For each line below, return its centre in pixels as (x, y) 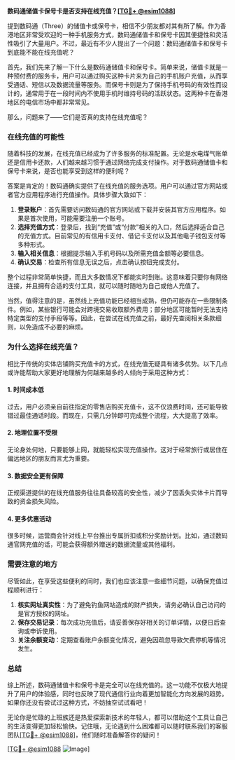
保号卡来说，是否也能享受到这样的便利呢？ (69, 171)
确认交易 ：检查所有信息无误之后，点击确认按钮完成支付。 (100, 262)
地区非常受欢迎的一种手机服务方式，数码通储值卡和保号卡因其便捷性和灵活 (120, 35)
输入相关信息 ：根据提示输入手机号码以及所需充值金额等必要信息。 (112, 253)
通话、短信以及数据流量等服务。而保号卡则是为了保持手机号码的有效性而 (117, 84)
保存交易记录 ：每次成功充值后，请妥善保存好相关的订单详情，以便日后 (119, 622)
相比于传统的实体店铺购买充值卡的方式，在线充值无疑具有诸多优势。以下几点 (117, 363)
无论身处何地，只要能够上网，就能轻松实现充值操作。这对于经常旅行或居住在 (117, 449)
